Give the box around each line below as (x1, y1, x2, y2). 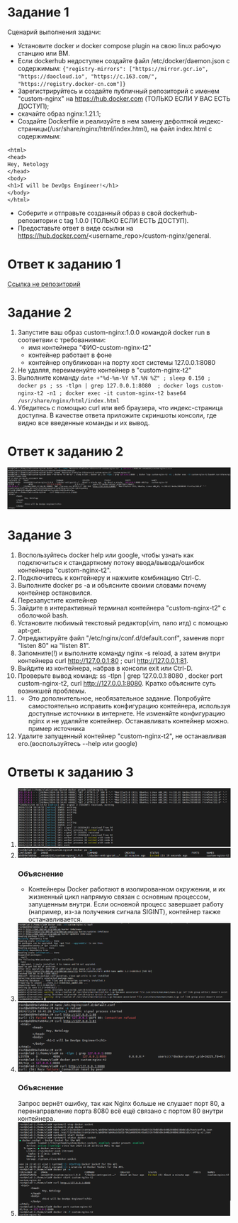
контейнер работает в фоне (28, 351, 112, 359)
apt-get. (17, 626, 42, 635)
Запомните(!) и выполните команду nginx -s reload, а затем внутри (17, 649, 221, 657)
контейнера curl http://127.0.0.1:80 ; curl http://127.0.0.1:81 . (17, 656, 189, 664)
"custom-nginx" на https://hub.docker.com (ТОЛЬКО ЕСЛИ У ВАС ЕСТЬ (17, 94, 231, 103)
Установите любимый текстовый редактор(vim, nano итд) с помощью (17, 618, 229, 627)
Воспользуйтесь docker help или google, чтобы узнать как (17, 551, 194, 559)
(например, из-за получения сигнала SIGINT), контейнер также (28, 908, 221, 916)
